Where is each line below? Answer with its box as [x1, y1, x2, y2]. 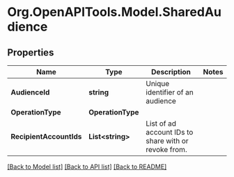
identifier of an [146, 87, 194, 97]
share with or [146, 136, 189, 146]
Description [150, 67, 192, 76]
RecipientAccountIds [10, 132, 82, 141]
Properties [7, 47, 54, 58]
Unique [146, 79, 170, 88]
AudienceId [10, 87, 50, 97]
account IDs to [146, 128, 194, 137]
